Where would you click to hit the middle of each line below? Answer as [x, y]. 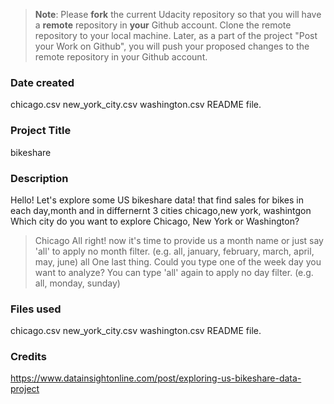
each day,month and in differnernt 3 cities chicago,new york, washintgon [161, 210]
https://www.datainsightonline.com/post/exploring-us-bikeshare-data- [156, 378]
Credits [28, 357]
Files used [36, 309]
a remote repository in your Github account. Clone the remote [163, 25]
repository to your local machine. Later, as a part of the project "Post [176, 35]
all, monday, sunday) [77, 283]
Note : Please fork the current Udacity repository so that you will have [178, 14]
